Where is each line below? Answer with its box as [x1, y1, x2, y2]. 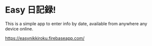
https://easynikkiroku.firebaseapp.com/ [5, 35, 85, 41]
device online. [5, 26, 33, 31]
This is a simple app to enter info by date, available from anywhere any [5, 20, 148, 27]
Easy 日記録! [5, 4, 56, 15]
